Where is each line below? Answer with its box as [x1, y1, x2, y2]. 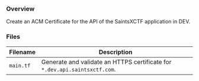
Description [98, 48, 133, 56]
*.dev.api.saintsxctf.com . [41, 65, 116, 73]
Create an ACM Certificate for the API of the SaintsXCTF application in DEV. [6, 18, 191, 25]
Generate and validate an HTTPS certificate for [41, 58, 172, 66]
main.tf [9, 62, 31, 69]
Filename [9, 48, 36, 56]
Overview [6, 5, 35, 13]
